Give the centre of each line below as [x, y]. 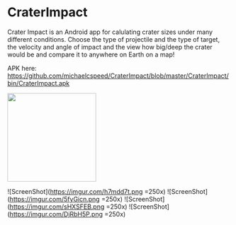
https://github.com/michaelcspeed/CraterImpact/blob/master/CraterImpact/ [118, 76]
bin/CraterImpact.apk [39, 83]
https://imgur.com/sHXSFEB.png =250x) [68, 207]
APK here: [22, 68]
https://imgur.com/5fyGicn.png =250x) [66, 199]
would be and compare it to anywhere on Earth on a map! [91, 54]
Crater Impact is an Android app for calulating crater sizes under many [110, 32]
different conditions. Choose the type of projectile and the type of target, [114, 39]
